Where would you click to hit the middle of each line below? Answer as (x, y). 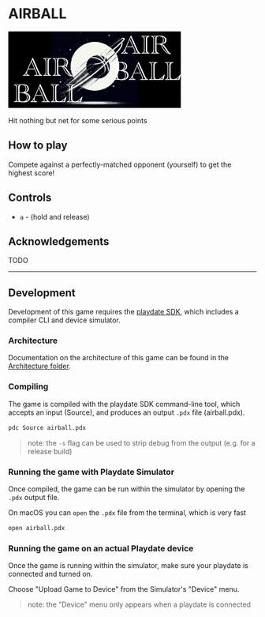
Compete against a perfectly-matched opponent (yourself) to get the (120, 164)
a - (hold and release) (54, 216)
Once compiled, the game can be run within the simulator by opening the (127, 489)
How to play (38, 146)
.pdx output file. (34, 497)
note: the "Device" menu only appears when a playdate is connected (139, 604)
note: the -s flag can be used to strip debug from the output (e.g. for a (141, 442)
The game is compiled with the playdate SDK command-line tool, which (124, 404)
